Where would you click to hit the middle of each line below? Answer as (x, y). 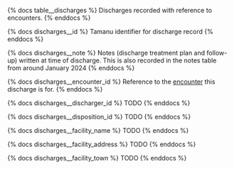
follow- (217, 53)
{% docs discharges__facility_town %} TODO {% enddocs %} (97, 158)
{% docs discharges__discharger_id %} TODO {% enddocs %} (99, 103)
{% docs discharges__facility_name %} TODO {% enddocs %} (98, 130)
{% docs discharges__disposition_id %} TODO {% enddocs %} (99, 117)
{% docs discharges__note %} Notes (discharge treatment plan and (106, 53)
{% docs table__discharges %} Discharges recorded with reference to (110, 10)
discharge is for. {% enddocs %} (55, 89)
